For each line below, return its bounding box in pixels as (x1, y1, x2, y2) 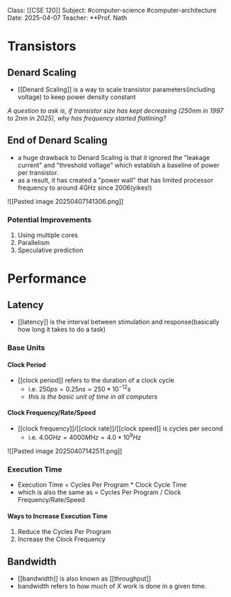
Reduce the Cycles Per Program (17, 528, 111, 536)
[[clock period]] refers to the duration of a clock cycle (17, 376, 175, 385)
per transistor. (17, 168, 59, 176)
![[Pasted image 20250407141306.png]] (7, 197, 124, 205)
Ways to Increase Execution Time (7, 511, 108, 520)
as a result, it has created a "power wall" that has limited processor (17, 176, 214, 184)
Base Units (7, 343, 45, 353)
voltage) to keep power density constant (17, 93, 136, 101)
